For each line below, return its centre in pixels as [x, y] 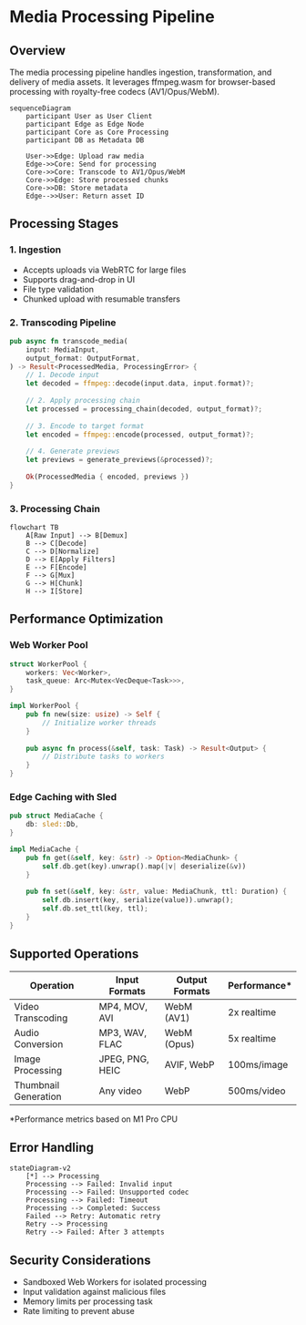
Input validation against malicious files [94, 1292]
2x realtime [251, 1012]
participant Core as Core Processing [97, 132]
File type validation [58, 289]
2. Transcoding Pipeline [63, 323]
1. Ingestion [36, 250]
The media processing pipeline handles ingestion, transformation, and [141, 72]
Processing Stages [64, 224]
